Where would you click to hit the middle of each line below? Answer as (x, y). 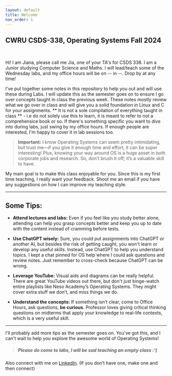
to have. (26, 164)
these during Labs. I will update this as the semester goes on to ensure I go (84, 94)
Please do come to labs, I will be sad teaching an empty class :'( (88, 350)
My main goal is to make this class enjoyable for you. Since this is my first (83, 174)
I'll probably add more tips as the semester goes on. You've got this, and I (83, 333)
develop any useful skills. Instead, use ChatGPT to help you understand (88, 249)
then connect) (20, 368)
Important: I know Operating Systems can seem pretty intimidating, (89, 142)
